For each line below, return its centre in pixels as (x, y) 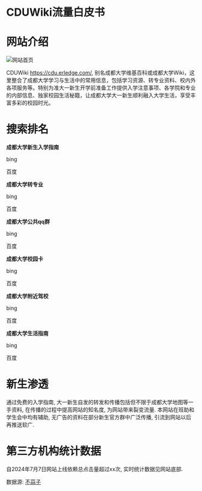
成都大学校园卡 (25, 259)
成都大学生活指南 (27, 333)
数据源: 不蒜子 (23, 481)
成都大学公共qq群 (28, 222)
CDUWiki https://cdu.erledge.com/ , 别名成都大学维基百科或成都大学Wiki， (98, 73)
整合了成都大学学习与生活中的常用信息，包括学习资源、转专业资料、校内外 (103, 80)
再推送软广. (20, 425)
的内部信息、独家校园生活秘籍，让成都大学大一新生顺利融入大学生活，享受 (98, 95)
